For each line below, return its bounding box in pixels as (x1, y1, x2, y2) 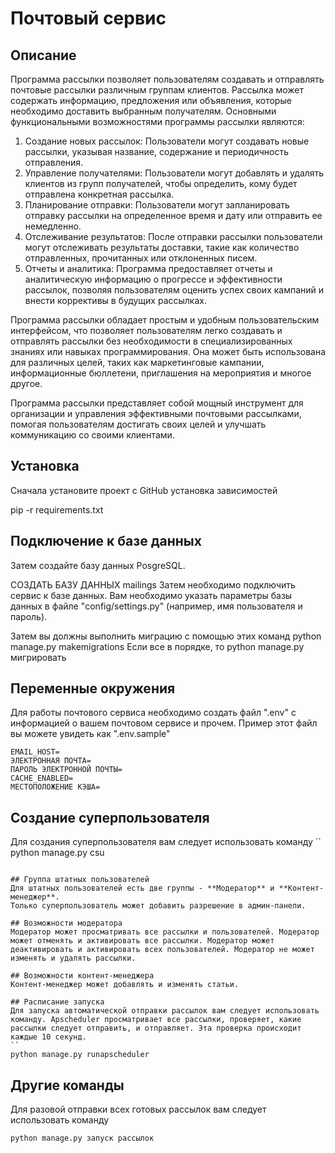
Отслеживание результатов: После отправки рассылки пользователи (24, 231, 323, 242)
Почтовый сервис (10, 7, 167, 30)
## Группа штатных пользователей (10, 875, 150, 885)
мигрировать (10, 651, 67, 663)
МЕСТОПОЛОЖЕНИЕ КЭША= (10, 782, 101, 792)
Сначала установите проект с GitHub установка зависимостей (10, 484, 278, 496)
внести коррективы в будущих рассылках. (24, 295, 207, 306)
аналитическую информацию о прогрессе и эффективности (24, 273, 283, 285)
